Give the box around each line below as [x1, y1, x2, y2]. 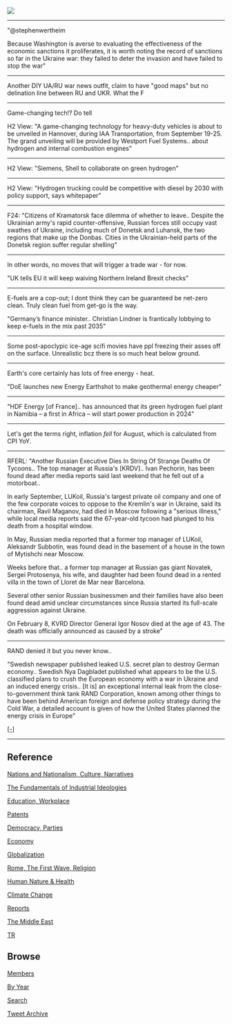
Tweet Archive [7, 1009, 48, 1018]
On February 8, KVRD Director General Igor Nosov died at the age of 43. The [7, 619, 225, 628]
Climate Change [7, 890, 53, 899]
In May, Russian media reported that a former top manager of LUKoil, [7, 536, 203, 543]
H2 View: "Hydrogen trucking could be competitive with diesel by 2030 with [7, 184, 224, 192]
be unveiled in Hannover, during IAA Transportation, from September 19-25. [7, 129, 222, 138]
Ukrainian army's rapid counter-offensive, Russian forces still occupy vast [7, 219, 217, 227]
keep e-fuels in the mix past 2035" [7, 322, 106, 330]
